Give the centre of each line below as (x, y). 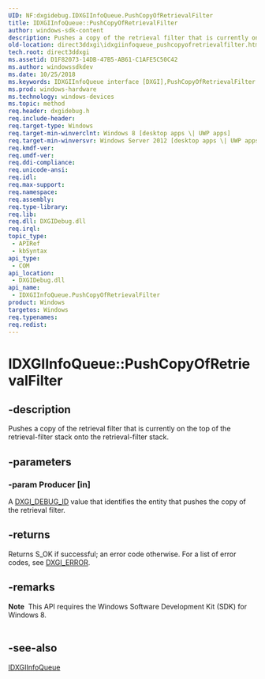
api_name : (24, 288)
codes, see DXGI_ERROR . (49, 562)
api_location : (32, 273)
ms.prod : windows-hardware (52, 89)
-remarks (32, 588)
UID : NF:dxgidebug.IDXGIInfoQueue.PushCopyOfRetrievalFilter (111, 15)
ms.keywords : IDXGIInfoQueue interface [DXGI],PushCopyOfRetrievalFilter (132, 82)
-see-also (33, 649)
